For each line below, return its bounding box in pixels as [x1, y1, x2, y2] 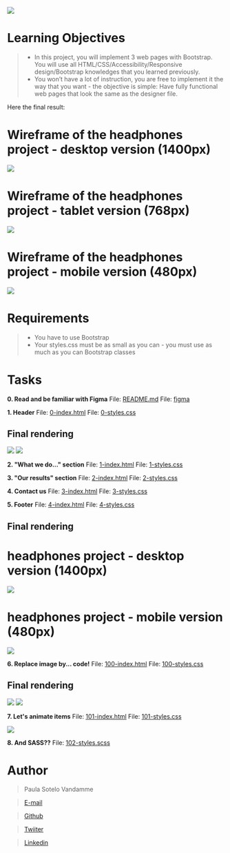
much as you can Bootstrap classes [34, 348, 136, 356]
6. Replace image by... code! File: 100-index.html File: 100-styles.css [7, 659, 204, 668]
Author [7, 762, 48, 778]
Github [23, 812, 43, 820]
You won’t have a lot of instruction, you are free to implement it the [34, 74, 224, 83]
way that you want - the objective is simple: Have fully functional [34, 82, 218, 90]
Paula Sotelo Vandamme [23, 785, 94, 794]
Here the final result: [7, 103, 65, 111]
